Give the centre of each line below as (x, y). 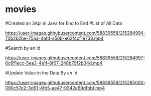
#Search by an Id (23, 48)
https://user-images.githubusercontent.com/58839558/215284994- (75, 33)
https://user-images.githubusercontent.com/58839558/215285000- (75, 82)
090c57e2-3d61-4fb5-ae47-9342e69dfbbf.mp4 (55, 88)
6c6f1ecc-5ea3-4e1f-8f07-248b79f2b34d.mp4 (54, 63)
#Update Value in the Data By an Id (41, 73)
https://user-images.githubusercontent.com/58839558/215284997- (75, 58)
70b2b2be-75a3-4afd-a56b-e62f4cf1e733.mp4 (54, 38)
